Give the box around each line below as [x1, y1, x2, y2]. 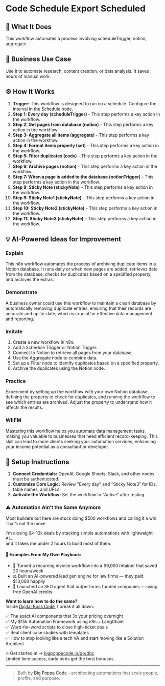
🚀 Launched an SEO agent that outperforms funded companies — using [12, 583, 158, 589]
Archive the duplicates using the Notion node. [12, 365, 105, 371]
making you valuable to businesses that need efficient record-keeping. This [5, 433, 158, 439]
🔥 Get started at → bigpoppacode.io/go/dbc [5, 650, 94, 656]
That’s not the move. [5, 520, 47, 526]
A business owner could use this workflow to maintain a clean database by [5, 300, 156, 306]
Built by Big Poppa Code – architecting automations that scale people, [17, 670, 159, 676]
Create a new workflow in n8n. [12, 339, 75, 345]
